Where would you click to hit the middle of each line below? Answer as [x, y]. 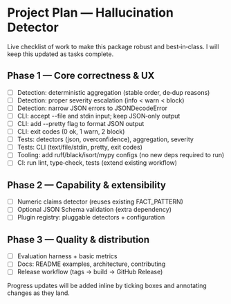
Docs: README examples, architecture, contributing [91, 264]
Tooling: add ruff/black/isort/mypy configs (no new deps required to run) [121, 155]
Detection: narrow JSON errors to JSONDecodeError [92, 108]
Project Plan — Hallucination [91, 13]
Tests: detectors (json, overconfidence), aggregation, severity [105, 139]
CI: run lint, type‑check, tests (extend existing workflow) [97, 163]
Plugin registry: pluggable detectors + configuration [91, 217]
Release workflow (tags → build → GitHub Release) [90, 272]
